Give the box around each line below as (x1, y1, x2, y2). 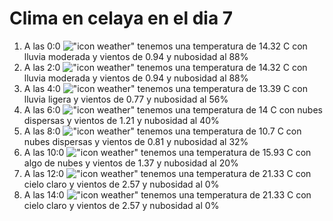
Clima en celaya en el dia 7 (9, 7, 234, 30)
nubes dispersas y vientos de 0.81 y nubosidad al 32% (23, 135, 249, 147)
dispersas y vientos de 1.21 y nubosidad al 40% (23, 114, 220, 126)
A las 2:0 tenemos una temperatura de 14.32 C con (23, 61, 308, 73)
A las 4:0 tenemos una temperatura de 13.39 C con (23, 82, 308, 94)
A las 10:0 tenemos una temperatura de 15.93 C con (23, 146, 312, 158)
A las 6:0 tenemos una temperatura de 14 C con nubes (23, 103, 323, 116)
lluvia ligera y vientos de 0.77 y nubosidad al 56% (23, 93, 229, 105)
